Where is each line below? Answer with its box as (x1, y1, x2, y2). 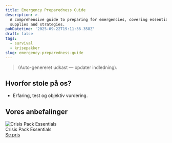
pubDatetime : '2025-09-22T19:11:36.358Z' (5, 27, 95, 32)
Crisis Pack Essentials (5, 126, 52, 133)
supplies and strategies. (10, 21, 66, 27)
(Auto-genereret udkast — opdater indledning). (17, 64, 118, 70)
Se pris (5, 132, 20, 138)
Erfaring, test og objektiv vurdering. (12, 92, 88, 99)
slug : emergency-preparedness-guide (5, 50, 83, 55)
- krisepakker (10, 45, 40, 51)
